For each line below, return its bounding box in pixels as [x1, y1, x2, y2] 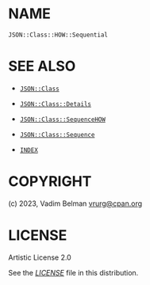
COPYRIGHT [8, 173, 92, 191]
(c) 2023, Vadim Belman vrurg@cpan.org [8, 199, 143, 208]
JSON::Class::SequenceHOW [19, 116, 106, 123]
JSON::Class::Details [19, 100, 91, 108]
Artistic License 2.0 [8, 253, 71, 262]
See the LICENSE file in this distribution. [8, 268, 139, 277]
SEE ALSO [8, 57, 76, 75]
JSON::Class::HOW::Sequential [8, 31, 109, 39]
